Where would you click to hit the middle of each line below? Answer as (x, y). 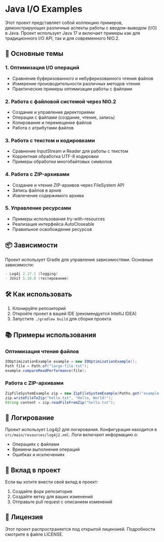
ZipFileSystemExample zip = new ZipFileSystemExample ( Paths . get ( (73, 393)
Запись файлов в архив (37, 190)
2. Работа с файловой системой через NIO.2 (61, 102)
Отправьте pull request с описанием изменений (62, 502)
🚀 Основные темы (34, 54)
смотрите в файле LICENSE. (34, 534)
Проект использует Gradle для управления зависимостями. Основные (79, 259)
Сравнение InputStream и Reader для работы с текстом (70, 151)
